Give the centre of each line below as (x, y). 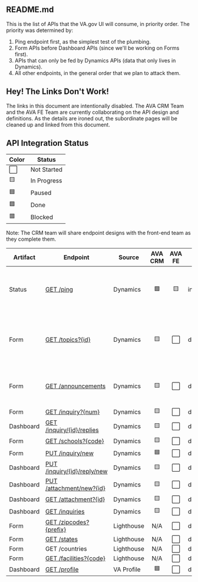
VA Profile (127, 569)
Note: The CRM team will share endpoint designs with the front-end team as (98, 233)
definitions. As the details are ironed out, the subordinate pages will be (92, 118)
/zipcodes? (74, 522)
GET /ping (59, 290)
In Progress (46, 181)
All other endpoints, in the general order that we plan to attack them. (98, 73)
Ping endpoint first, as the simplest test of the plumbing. (83, 41)
